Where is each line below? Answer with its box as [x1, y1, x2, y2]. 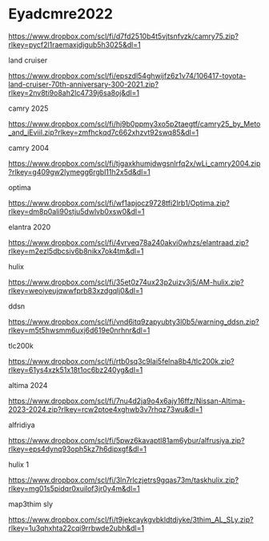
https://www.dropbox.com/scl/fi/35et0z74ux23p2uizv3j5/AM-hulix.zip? [8, 277, 244, 287]
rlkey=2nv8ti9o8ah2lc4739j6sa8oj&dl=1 [8, 87, 140, 97]
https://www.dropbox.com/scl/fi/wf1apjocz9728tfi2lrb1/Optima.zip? [8, 198, 230, 208]
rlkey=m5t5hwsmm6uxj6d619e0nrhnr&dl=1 [8, 325, 151, 335]
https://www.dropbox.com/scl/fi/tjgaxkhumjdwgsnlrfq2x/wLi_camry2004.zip [8, 158, 261, 168]
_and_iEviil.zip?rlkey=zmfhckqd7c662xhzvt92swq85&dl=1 [8, 127, 199, 137]
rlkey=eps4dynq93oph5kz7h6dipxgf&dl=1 [8, 444, 147, 454]
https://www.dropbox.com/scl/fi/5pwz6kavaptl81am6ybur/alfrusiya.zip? [8, 435, 246, 445]
